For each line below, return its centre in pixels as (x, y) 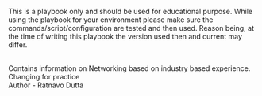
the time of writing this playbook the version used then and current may (125, 36)
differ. (18, 45)
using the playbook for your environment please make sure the (111, 20)
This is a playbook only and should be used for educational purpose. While (130, 11)
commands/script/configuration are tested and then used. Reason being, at (131, 28)
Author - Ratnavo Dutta (46, 85)
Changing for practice (44, 77)
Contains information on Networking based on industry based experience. (129, 68)
